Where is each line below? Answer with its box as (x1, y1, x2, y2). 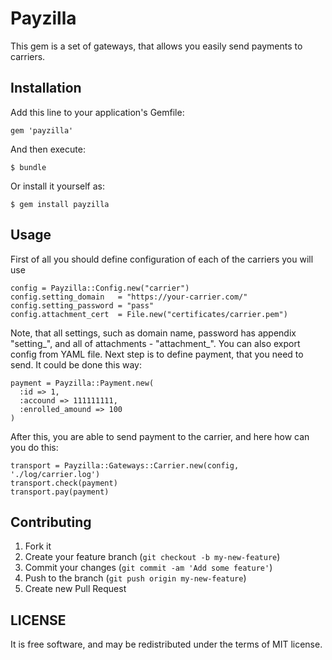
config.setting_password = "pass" (10, 300, 155, 311)
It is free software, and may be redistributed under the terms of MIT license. (10, 638, 323, 651)
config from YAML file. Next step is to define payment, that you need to (10, 348, 304, 360)
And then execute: (10, 143, 86, 155)
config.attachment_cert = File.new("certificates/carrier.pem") (10, 309, 288, 319)
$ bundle (10, 162, 47, 172)
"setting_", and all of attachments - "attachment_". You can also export (10, 337, 301, 349)
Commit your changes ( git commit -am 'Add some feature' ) (24, 562, 273, 574)
